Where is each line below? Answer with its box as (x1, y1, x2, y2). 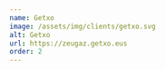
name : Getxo (9, 13, 54, 23)
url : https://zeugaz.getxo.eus (9, 38, 128, 48)
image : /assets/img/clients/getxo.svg (9, 22, 156, 31)
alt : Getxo (9, 30, 51, 39)
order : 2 (9, 47, 43, 56)
